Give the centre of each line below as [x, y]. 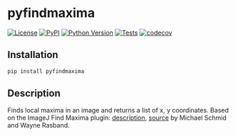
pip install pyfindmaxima [46, 71]
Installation [33, 55]
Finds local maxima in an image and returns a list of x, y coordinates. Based [118, 110]
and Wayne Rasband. [39, 125]
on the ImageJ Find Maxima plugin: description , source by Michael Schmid [117, 118]
